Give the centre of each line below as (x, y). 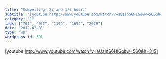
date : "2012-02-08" (25, 28)
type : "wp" (16, 32)
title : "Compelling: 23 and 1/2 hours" (46, 10)
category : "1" (20, 19)
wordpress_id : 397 (24, 37)
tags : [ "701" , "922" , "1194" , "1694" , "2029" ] (54, 23)
